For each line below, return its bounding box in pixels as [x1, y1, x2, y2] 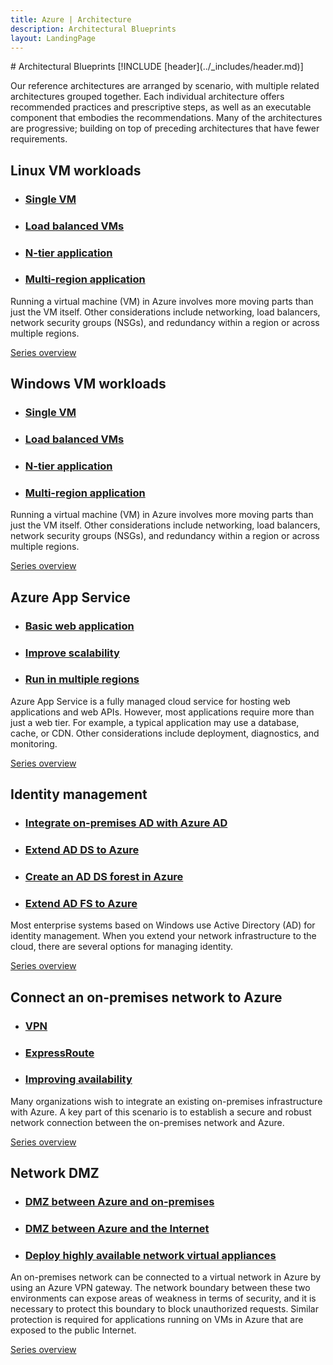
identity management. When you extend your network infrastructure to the [10, 930, 317, 942]
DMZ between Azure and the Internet [24, 1222, 210, 1236]
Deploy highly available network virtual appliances [24, 1248, 277, 1262]
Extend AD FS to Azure [24, 896, 138, 910]
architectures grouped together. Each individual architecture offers [10, 91, 285, 103]
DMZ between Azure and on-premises [24, 1195, 215, 1209]
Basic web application [24, 619, 135, 633]
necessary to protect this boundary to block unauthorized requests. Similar [10, 1303, 319, 1315]
